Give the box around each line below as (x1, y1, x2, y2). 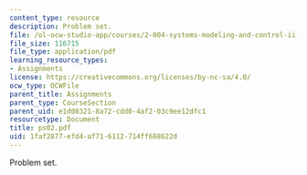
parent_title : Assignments (9, 89, 112, 98)
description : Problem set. (9, 22, 112, 31)
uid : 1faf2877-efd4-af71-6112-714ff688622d (9, 132, 178, 141)
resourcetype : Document (9, 115, 101, 124)
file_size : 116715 (9, 38, 79, 48)
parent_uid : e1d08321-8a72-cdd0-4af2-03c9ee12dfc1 (9, 107, 206, 116)
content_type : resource (9, 13, 101, 23)
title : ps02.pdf (9, 124, 71, 133)
